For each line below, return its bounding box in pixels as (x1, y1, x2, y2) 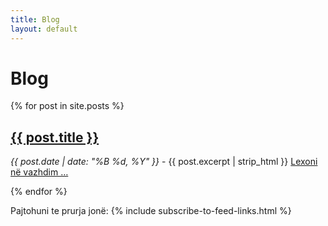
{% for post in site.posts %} (10, 100, 125, 112)
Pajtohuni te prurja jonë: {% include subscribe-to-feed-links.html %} (10, 205, 292, 217)
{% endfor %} (10, 186, 68, 198)
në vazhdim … (10, 166, 69, 178)
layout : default (10, 24, 78, 34)
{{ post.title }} (10, 129, 100, 146)
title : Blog (10, 14, 60, 25)
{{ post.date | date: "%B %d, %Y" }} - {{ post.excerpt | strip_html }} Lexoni (10, 156, 318, 168)
